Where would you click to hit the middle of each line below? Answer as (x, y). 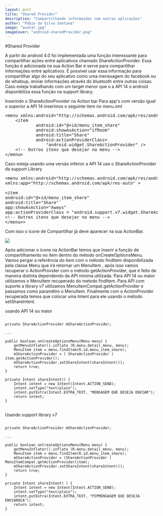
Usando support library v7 (31, 415)
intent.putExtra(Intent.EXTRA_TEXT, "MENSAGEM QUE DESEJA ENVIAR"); (84, 392)
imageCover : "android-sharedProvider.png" (49, 32)
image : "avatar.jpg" (26, 28)
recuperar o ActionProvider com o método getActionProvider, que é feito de (81, 270)
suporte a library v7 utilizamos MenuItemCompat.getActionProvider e (74, 286)
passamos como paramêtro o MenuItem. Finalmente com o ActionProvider (79, 291)
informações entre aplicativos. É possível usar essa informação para (73, 71)
